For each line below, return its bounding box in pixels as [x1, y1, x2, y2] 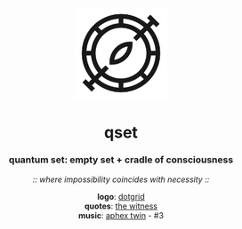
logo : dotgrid [97, 191, 145, 201]
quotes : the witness [84, 201, 158, 211]
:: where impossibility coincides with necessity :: [32, 174, 210, 185]
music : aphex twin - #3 [77, 209, 165, 220]
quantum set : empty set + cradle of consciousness [8, 154, 234, 166]
